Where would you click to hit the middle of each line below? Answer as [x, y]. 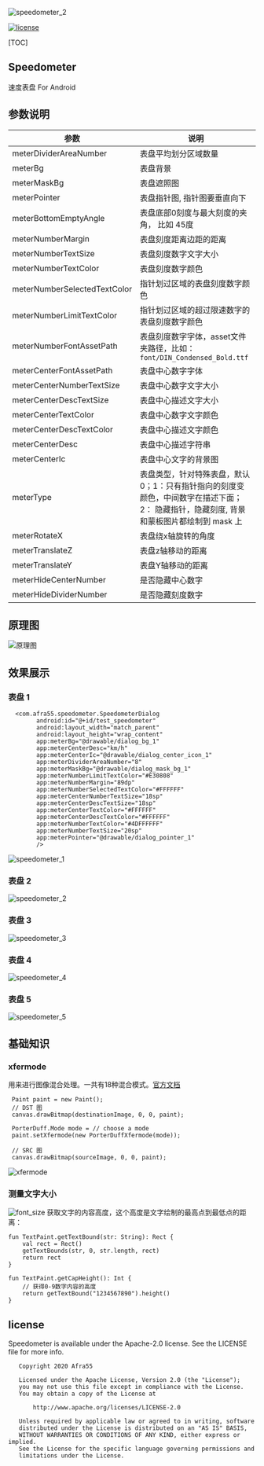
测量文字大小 [33, 1193]
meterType [32, 497]
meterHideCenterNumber [59, 579]
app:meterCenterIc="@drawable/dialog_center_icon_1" [125, 755]
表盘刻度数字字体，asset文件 [193, 336]
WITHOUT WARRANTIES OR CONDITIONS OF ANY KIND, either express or [130, 1435]
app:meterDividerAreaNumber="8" [90, 762]
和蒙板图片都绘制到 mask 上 [191, 521]
